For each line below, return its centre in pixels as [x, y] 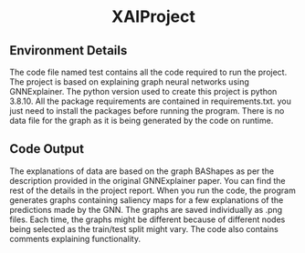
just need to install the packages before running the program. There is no [147, 111]
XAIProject [153, 17]
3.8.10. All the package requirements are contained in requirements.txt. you [151, 101]
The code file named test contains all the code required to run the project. [148, 72]
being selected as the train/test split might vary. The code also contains [144, 228]
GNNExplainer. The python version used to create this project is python [143, 91]
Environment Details [68, 51]
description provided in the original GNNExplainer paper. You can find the [147, 180]
